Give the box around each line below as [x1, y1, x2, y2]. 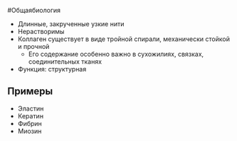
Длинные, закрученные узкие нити [17, 20, 125, 28]
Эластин [17, 104, 44, 113]
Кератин [17, 111, 44, 120]
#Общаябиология [7, 6, 61, 14]
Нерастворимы [17, 28, 65, 35]
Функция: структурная [17, 65, 87, 73]
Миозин [17, 127, 42, 135]
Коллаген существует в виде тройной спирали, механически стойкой [17, 35, 230, 43]
